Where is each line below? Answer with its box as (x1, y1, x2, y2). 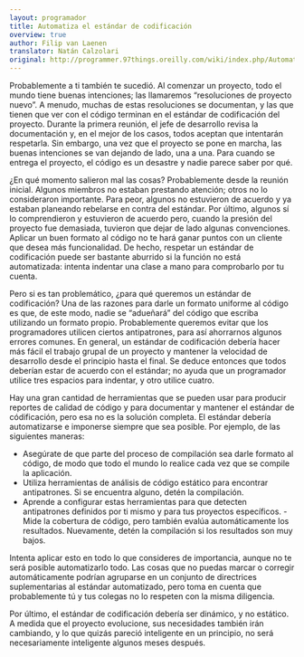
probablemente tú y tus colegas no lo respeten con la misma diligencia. (9, 591, 275, 602)
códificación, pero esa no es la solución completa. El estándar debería (9, 412, 271, 422)
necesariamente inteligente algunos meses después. (9, 637, 206, 648)
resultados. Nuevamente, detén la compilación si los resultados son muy (22, 526, 293, 536)
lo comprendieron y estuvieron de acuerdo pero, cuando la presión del (9, 214, 273, 224)
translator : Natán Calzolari (9, 47, 119, 56)
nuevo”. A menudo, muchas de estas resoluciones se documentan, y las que (9, 100, 294, 109)
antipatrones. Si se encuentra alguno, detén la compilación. (22, 487, 244, 498)
